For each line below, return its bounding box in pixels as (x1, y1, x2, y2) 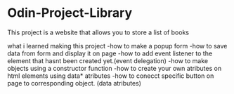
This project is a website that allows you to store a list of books (7, 28, 190, 36)
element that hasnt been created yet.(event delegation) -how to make (7, 56, 209, 65)
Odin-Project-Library (7, 5, 133, 21)
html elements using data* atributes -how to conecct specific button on (7, 72, 214, 80)
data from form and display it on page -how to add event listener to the (7, 49, 213, 58)
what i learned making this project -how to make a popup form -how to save (7, 41, 228, 50)
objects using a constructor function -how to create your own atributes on (7, 64, 222, 72)
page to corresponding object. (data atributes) (7, 79, 142, 87)
